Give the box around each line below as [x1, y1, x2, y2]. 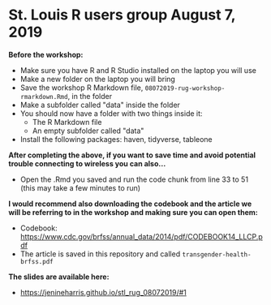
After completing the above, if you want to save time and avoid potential [8, 150, 256, 160]
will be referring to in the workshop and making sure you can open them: [8, 207, 258, 217]
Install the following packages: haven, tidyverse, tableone [19, 134, 213, 144]
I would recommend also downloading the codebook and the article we [8, 199, 252, 208]
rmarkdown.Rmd [19, 92, 68, 101]
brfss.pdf [19, 257, 54, 265]
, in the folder [67, 91, 112, 101]
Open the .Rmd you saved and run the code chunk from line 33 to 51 [19, 174, 249, 184]
